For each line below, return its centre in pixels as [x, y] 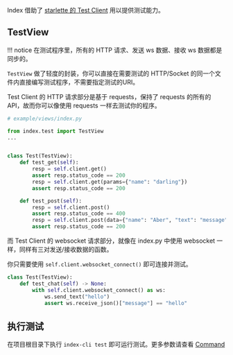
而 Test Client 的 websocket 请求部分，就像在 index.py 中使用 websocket [111, 241]
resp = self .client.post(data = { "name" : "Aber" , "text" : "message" [130, 220]
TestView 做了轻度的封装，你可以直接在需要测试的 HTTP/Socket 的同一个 [111, 73]
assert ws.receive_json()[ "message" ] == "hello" [116, 303]
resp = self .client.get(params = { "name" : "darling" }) [110, 182]
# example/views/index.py [44, 119]
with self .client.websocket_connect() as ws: [99, 290]
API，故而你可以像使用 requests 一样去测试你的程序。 [84, 105]
